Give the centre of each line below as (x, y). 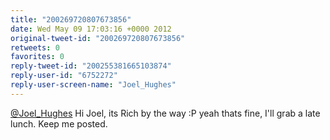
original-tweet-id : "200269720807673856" (98, 38)
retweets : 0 (35, 47)
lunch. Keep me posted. (59, 123)
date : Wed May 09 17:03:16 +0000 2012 (91, 29)
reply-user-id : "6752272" (64, 76)
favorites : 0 (37, 57)
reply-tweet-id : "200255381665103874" (91, 66)
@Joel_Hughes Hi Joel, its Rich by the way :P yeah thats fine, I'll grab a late (165, 113)
